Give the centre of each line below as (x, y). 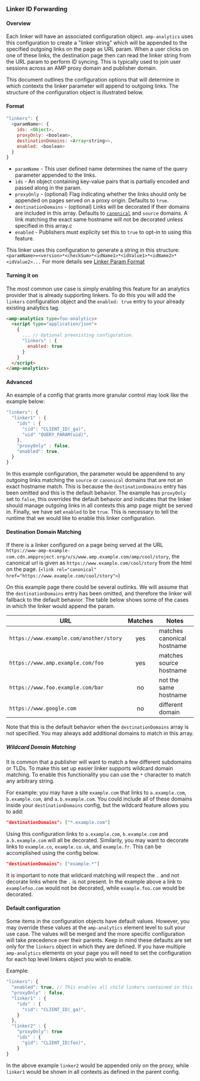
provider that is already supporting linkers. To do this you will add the (91, 295)
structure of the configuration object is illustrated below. (75, 92)
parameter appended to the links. (56, 175)
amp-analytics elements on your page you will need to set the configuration (99, 953)
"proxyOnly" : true (40, 1032)
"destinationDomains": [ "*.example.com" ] (58, 823)
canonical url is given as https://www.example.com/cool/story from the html (99, 563)
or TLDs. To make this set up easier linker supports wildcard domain (90, 768)
